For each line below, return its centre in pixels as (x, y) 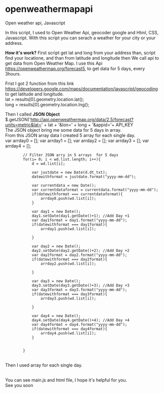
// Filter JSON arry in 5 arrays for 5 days (71, 155)
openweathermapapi (49, 9)
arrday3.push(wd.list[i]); (68, 298)
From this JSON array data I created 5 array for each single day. (70, 135)
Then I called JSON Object (33, 114)
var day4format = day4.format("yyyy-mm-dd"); (79, 324)
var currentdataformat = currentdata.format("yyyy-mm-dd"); (95, 190)
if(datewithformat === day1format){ (69, 225)
